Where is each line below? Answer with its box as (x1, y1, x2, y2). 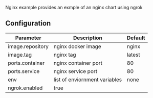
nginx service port (53, 67, 98, 75)
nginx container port (53, 59, 103, 66)
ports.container (8, 59, 45, 66)
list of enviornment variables (53, 76, 122, 83)
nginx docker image (53, 43, 101, 50)
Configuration (5, 19, 51, 28)
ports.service (8, 67, 40, 75)
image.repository (8, 43, 49, 50)
